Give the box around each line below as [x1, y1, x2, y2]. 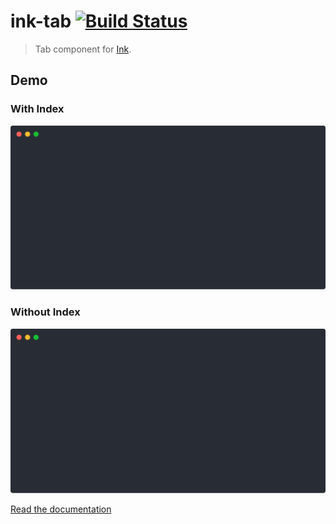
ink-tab [10, 10, 72, 33]
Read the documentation [10, 503, 112, 515]
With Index [10, 102, 65, 116]
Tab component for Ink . [34, 43, 132, 55]
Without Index [10, 305, 81, 319]
